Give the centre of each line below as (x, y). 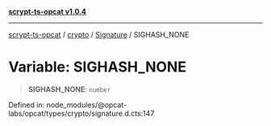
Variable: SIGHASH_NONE (98, 67)
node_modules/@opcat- (87, 104)
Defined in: (27, 104)
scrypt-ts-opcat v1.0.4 (48, 12)
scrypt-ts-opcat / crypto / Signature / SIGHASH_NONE (99, 35)
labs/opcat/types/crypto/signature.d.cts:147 (81, 113)
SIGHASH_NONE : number (69, 89)
